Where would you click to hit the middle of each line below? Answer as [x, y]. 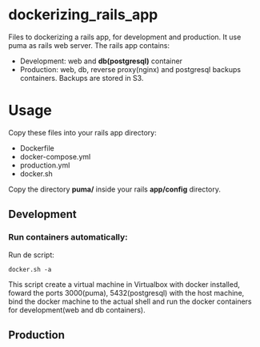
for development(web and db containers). [77, 309]
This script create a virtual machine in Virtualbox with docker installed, [124, 284]
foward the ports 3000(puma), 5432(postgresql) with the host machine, [126, 293]
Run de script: [31, 255]
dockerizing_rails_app [83, 15]
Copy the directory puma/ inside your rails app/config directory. [115, 189]
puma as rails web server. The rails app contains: [89, 45]
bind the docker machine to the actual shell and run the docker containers [130, 301]
